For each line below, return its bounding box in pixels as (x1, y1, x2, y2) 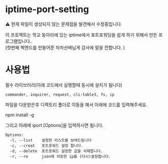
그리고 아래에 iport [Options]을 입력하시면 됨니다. (5, 122, 104, 128)
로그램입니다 (5, 38, 30, 44)
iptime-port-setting (5, 4, 89, 15)
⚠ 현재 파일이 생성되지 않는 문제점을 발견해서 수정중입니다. (5, 21, 122, 27)
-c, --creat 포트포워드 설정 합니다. (10, 143, 84, 148)
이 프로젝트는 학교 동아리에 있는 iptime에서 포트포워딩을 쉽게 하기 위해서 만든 (5, 31, 158, 38)
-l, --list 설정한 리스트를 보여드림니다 (10, 138, 92, 143)
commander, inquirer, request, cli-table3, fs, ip (5, 92, 115, 97)
